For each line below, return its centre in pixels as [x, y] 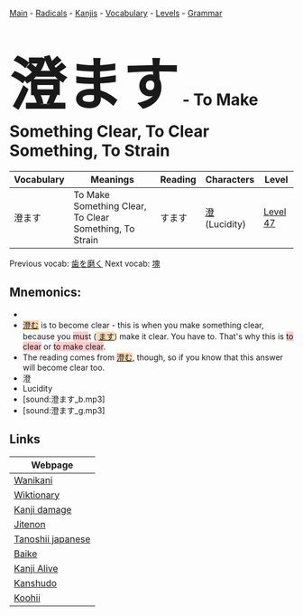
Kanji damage [43, 509]
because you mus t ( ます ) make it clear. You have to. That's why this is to [158, 336]
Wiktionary [37, 495]
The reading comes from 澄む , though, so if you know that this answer [153, 357]
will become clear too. [64, 367]
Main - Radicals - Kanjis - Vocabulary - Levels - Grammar [116, 13]
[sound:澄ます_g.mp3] [64, 410]
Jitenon [30, 524]
